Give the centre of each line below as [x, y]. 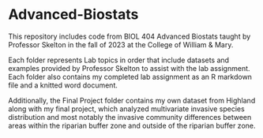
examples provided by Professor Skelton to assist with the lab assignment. [129, 68]
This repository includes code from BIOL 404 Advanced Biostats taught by [130, 36]
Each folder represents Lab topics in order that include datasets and [119, 60]
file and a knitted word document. [63, 85]
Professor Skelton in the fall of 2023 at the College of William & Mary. [121, 44]
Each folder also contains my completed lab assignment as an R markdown [130, 76]
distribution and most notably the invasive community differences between [130, 117]
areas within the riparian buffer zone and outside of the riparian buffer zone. [132, 125]
